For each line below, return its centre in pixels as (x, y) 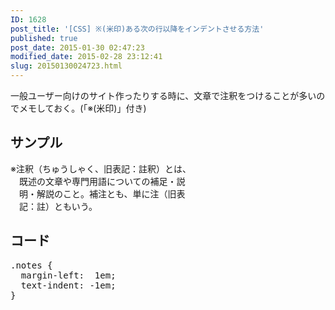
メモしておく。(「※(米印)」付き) (82, 108)
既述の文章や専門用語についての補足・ (98, 181)
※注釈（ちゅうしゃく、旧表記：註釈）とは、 (101, 168)
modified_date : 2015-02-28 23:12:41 (86, 57)
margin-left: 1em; (68, 275)
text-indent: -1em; (68, 285)
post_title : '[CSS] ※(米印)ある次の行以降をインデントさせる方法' (137, 29)
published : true (44, 38)
